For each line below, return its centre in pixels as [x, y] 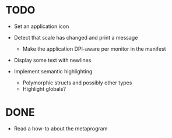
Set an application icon [41, 26]
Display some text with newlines [52, 60]
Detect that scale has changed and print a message [76, 37]
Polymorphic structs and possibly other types [77, 83]
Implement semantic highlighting [53, 71]
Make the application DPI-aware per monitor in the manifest [94, 49]
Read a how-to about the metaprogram [61, 128]
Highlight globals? [44, 89]
